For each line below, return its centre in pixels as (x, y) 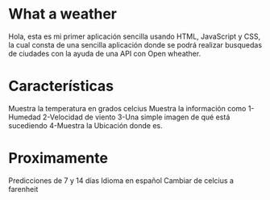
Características (61, 86)
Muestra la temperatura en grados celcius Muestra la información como (127, 108)
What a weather (62, 14)
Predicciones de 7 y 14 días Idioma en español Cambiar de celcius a (121, 180)
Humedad (25, 117)
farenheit (23, 189)
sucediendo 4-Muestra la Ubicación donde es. (85, 125)
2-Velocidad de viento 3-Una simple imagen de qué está (137, 117)
